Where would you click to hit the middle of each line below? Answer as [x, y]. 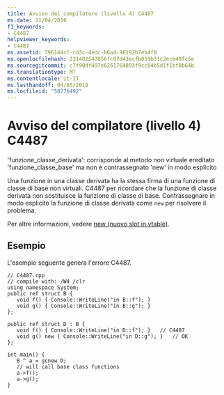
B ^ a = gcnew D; [42, 361]
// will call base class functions [68, 366]
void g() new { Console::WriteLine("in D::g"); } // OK [102, 336]
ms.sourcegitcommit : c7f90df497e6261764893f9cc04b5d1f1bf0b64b [101, 65]
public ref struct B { [40, 293]
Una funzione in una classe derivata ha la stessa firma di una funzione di [111, 181]
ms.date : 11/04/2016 [37, 20]
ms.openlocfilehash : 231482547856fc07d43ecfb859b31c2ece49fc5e [101, 59]
